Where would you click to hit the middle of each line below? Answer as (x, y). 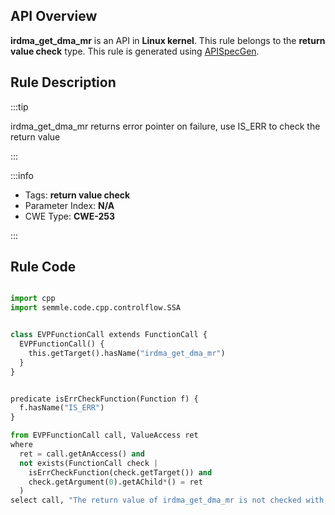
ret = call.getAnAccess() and (82, 454)
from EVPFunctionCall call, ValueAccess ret (104, 435)
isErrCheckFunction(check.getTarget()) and (120, 472)
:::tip (19, 106)
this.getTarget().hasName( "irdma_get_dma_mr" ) (127, 353)
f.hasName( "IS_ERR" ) (62, 408)
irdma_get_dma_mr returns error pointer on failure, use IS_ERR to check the (165, 126)
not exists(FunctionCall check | (89, 463)
